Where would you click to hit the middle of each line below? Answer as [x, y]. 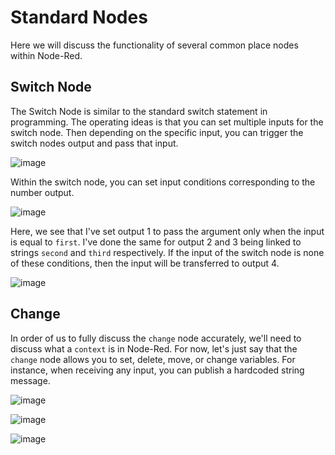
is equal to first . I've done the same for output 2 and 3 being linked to [156, 242]
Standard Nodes [79, 17]
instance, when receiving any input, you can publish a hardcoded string [157, 370]
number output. [42, 192]
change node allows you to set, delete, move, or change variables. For [153, 359]
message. [30, 380]
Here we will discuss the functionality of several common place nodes [154, 45]
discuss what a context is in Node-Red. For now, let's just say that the [154, 348]
